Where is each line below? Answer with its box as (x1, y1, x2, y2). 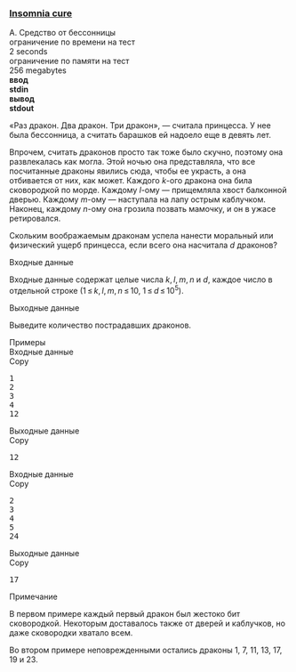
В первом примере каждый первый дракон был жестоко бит (9, 608, 241, 619)
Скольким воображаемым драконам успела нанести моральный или (9, 231, 274, 241)
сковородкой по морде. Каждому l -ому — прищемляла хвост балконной (9, 185, 287, 196)
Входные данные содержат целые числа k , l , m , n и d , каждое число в (9, 274, 273, 285)
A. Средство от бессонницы (9, 28, 116, 38)
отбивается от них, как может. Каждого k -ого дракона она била (9, 175, 253, 186)
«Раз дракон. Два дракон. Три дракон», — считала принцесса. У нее (9, 120, 271, 131)
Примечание (9, 591, 58, 602)
